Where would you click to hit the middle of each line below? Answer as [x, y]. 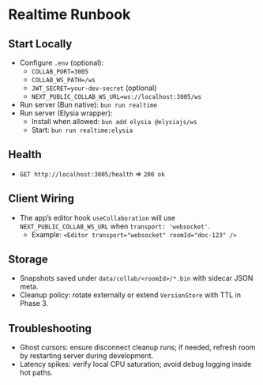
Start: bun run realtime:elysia [82, 130]
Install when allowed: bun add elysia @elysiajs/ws [114, 121]
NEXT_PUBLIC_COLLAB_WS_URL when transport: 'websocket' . [115, 226]
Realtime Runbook [70, 15]
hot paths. [36, 372]
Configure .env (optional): [62, 62]
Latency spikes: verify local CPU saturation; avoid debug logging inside [135, 364]
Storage [28, 260]
